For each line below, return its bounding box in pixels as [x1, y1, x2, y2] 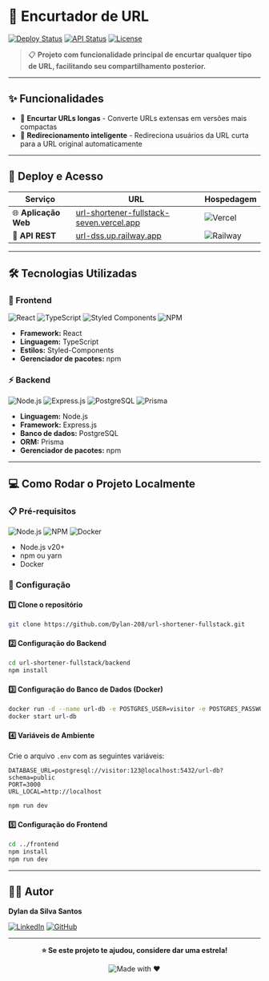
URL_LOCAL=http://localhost [8, 788, 102, 796]
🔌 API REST [12, 230, 57, 241]
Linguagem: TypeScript [19, 337, 99, 347]
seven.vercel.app [75, 216, 141, 228]
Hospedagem [204, 193, 257, 204]
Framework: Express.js [19, 420, 98, 430]
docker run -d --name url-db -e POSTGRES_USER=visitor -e [8, 705, 206, 713]
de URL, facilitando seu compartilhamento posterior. [27, 61, 207, 71]
